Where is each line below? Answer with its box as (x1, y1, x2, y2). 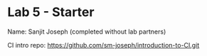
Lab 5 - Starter (7, 4, 95, 20)
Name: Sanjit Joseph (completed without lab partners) (7, 27, 166, 36)
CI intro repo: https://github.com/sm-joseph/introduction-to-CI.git (7, 41, 200, 49)
